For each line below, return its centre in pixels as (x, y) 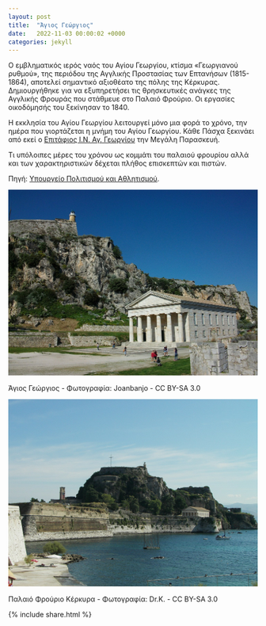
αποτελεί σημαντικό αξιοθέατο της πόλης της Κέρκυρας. (125, 82)
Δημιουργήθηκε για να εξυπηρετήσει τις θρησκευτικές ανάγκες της (120, 90)
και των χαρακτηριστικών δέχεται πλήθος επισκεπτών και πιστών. (118, 163)
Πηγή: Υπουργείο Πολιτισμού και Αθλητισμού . (84, 179)
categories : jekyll (40, 42)
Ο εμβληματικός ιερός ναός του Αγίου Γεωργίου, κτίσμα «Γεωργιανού (123, 65)
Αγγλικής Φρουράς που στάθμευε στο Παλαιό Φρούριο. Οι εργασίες (122, 99)
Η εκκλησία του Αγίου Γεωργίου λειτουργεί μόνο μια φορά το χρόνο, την (128, 123)
